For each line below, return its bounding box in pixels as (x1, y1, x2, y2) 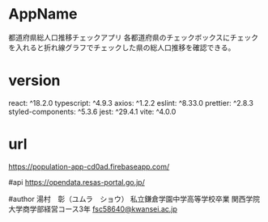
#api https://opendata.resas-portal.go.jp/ (8, 177, 146, 186)
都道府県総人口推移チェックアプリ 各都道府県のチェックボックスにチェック (8, 32, 259, 42)
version (8, 72, 61, 90)
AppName (8, 5, 79, 23)
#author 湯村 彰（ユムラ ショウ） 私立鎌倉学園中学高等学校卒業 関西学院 (8, 194, 261, 203)
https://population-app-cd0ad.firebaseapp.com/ (8, 161, 170, 171)
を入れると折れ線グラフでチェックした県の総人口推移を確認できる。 (8, 42, 236, 52)
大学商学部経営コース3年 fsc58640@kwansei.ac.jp (8, 203, 178, 214)
